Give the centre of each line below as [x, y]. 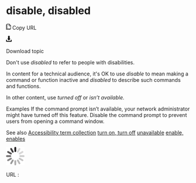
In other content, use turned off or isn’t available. [65, 97]
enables [16, 139]
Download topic [25, 51]
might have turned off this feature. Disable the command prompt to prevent [97, 115]
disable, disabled [48, 11]
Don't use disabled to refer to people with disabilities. [71, 62]
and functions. [23, 86]
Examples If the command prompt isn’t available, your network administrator [98, 109]
